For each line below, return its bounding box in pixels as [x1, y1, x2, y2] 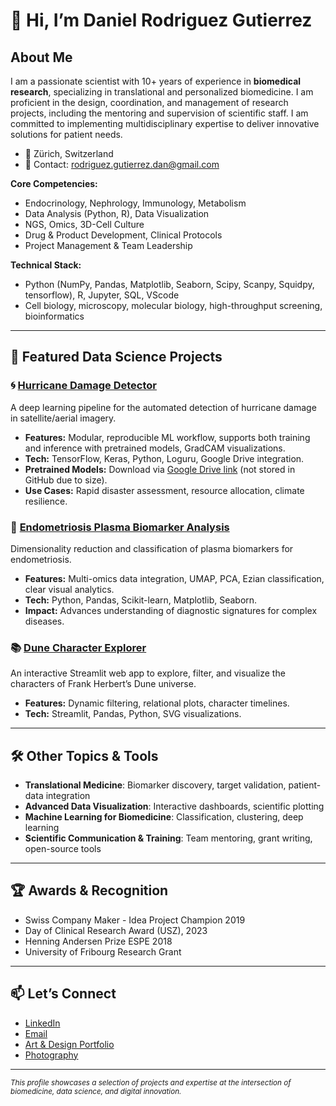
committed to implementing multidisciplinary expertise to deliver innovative [10, 118, 320, 129]
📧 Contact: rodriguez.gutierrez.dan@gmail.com [24, 159, 220, 170]
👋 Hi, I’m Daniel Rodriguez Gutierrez [10, 9, 313, 32]
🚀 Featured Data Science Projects [10, 349, 223, 366]
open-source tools [24, 843, 102, 855]
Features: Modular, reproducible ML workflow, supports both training [24, 431, 311, 443]
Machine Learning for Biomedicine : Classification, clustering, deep [24, 811, 304, 823]
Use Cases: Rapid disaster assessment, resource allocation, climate [24, 484, 305, 496]
